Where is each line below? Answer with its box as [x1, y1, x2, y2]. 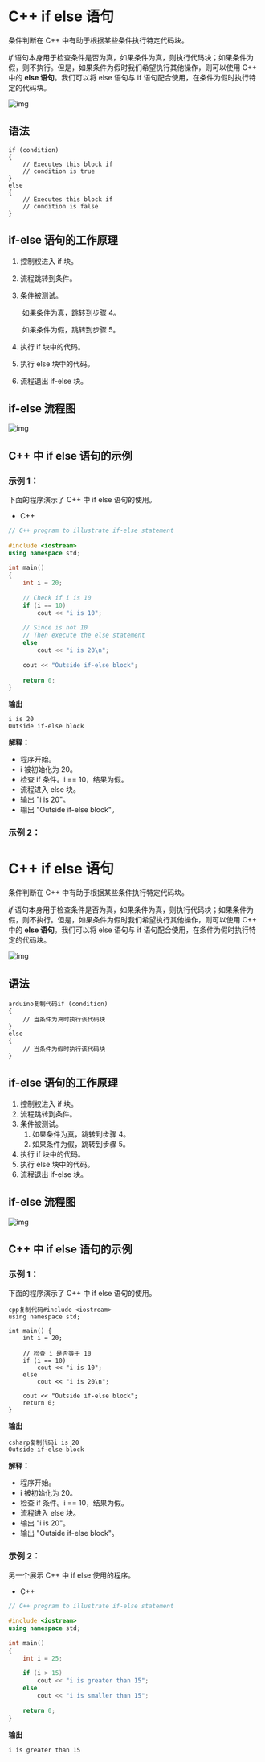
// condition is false [22, 202, 99, 210]
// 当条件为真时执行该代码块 [22, 1015, 106, 1023]
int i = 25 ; [22, 1654, 63, 1662]
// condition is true [22, 167, 95, 175]
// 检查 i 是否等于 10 [22, 1350, 92, 1358]
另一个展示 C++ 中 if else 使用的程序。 [8, 1570, 136, 1580]
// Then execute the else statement [22, 631, 146, 640]
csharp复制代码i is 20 [8, 1438, 79, 1447]
